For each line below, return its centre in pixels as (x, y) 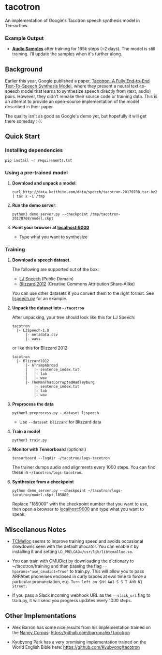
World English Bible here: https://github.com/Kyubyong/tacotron (76, 647)
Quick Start (22, 137)
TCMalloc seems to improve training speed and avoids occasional (78, 541)
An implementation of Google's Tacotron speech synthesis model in (73, 20)
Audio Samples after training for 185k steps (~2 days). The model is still (84, 49)
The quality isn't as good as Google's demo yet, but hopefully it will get (76, 116)
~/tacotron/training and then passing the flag (57, 566)
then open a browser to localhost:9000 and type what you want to (78, 509)
